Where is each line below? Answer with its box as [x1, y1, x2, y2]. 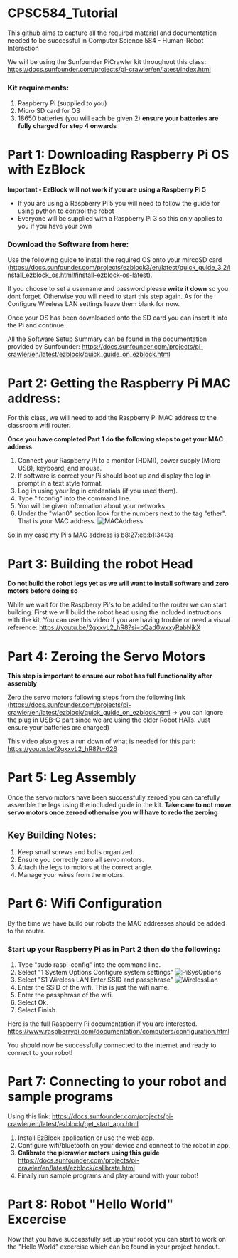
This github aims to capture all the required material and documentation [7, 28, 217, 37]
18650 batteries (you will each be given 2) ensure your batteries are [17, 114, 219, 122]
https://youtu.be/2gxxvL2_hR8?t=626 [7, 745, 117, 753]
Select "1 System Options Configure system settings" [17, 968, 174, 977]
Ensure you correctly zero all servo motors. [17, 856, 144, 864]
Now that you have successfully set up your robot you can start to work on [7, 1235, 226, 1244]
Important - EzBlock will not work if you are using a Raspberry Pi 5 [7, 185, 207, 194]
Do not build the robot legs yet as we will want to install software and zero [7, 579, 229, 588]
